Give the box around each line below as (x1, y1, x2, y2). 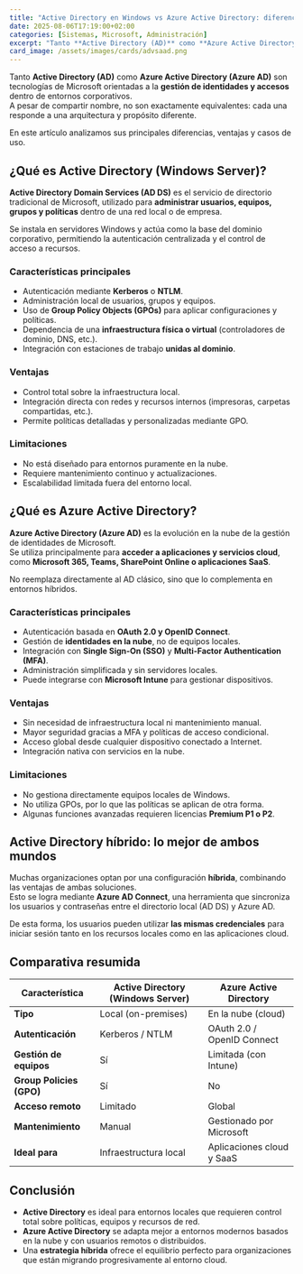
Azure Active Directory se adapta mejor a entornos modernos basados (22, 1225, 289, 1236)
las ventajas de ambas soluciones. (9, 882, 137, 893)
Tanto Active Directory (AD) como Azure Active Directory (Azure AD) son (9, 71, 288, 82)
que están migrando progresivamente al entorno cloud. (22, 1254, 228, 1265)
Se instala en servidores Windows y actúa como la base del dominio (9, 223, 263, 235)
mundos (9, 848, 57, 863)
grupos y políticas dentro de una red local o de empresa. (9, 206, 223, 217)
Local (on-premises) (99, 1008, 188, 1020)
